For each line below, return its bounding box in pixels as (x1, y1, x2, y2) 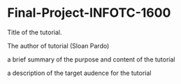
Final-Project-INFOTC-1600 (7, 5, 171, 21)
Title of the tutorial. (7, 28, 62, 36)
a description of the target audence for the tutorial (7, 69, 152, 77)
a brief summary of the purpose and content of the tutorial (7, 55, 175, 64)
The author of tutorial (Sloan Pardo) (7, 41, 110, 50)
